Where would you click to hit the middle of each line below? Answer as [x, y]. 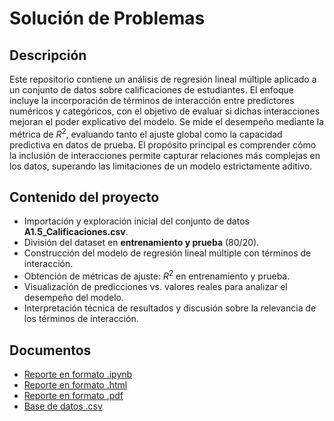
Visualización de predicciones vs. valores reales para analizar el [155, 287]
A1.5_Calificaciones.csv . [76, 232]
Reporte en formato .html [75, 384]
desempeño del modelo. [73, 298]
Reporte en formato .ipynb [78, 374]
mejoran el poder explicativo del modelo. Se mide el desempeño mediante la [167, 121]
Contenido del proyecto [84, 197]
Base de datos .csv [63, 406]
